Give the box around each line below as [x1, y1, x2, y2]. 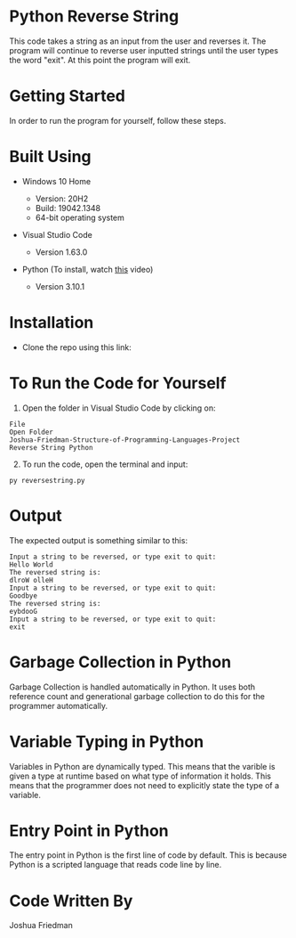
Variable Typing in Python [9, 731, 204, 752]
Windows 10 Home [21, 175, 92, 186]
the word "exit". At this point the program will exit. [9, 54, 191, 65]
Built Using [9, 147, 92, 167]
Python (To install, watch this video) [21, 264, 154, 274]
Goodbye [9, 591, 38, 600]
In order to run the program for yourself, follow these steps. [9, 115, 227, 126]
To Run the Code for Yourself [9, 372, 227, 393]
